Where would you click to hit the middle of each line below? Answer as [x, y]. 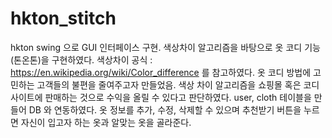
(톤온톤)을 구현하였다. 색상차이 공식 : [81, 59]
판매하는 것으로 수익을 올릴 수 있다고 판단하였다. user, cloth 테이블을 [178, 97]
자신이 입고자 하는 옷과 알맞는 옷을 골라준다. [106, 122]
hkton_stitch [63, 18]
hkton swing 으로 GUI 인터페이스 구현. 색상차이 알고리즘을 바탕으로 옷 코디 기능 [165, 47]
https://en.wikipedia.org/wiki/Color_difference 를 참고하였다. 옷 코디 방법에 [161, 72]
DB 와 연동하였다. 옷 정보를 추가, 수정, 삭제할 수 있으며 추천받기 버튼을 [165, 109]
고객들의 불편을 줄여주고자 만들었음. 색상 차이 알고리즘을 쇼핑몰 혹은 [169, 84]
